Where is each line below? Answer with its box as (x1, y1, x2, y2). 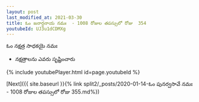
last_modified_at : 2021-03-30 (6, 14, 83, 21)
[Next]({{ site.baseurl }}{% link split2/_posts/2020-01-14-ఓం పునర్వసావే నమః (6, 80, 193, 88)
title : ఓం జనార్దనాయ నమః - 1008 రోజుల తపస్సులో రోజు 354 (6, 20, 147, 26)
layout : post (6, 8, 39, 15)
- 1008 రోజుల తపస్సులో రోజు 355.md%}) (6, 88, 100, 95)
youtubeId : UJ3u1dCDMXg (6, 25, 66, 32)
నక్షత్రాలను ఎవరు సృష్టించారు (14, 56, 75, 63)
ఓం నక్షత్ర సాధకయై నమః (6, 42, 58, 49)
